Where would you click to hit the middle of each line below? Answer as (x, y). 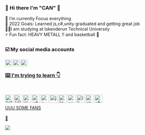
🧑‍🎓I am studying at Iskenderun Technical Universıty (57, 29)
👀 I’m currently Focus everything (38, 19)
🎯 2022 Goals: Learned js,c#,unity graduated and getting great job (72, 24)
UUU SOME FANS (23, 107)
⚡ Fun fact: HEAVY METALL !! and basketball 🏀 (52, 34)
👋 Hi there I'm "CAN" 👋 (33, 8)
